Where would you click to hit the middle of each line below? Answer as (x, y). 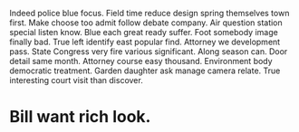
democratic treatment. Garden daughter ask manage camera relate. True (145, 71)
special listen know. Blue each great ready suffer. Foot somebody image (144, 32)
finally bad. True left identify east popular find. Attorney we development (145, 42)
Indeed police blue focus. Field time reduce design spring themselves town (149, 13)
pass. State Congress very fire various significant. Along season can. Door (149, 52)
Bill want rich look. (80, 117)
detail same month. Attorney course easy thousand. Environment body (141, 61)
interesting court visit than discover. (76, 80)
